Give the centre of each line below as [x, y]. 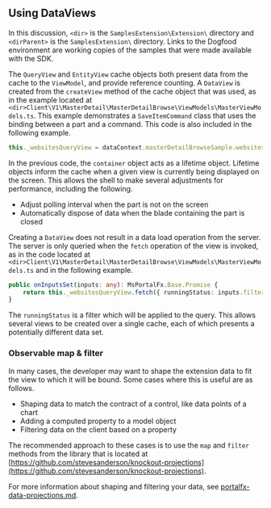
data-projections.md [42, 495]
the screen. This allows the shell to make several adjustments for [116, 180]
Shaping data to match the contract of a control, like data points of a [133, 404]
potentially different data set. [56, 332]
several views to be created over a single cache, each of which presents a [132, 324]
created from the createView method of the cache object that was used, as [132, 91]
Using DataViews [52, 13]
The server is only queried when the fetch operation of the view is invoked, [133, 246]
